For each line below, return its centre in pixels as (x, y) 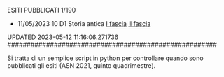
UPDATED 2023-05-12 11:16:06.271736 (63, 37)
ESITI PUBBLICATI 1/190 (42, 10)
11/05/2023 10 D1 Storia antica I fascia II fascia (84, 23)
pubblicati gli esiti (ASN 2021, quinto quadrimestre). (82, 65)
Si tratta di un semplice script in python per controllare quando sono (106, 58)
